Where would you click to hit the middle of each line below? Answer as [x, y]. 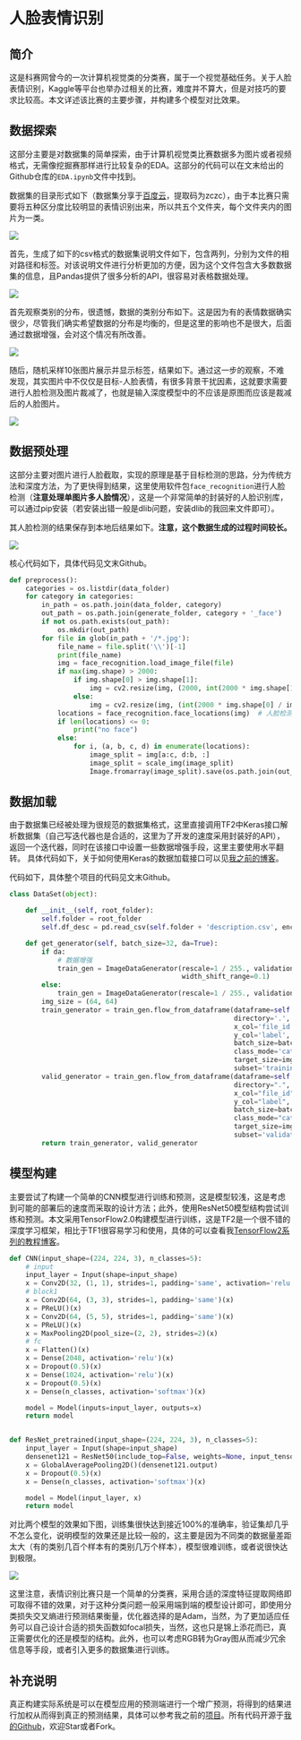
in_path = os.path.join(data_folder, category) [132, 605]
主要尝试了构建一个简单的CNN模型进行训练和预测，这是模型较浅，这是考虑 [148, 1196]
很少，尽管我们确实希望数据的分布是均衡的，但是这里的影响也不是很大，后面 [150, 322]
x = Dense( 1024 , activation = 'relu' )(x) [100, 1375]
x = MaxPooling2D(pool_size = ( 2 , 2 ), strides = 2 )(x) [122, 1333]
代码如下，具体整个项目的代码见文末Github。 [92, 878]
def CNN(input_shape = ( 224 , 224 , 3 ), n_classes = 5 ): [106, 1258]
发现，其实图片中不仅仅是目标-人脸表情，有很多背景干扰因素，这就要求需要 [149, 381]
